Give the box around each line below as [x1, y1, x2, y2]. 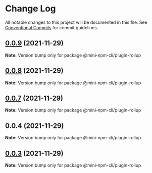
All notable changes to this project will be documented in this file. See [5, 19, 148, 25]
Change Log [5, 3, 56, 14]
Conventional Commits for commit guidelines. [5, 24, 98, 30]
